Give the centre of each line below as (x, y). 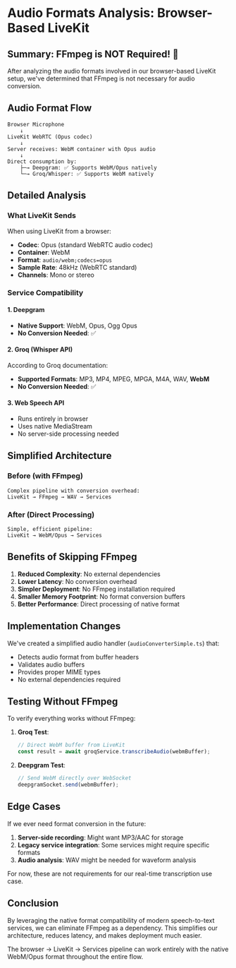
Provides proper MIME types (59, 671)
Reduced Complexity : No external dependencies (89, 574)
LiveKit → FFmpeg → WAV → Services (60, 497)
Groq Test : (33, 732)
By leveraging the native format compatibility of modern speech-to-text (111, 920)
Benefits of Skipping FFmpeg (72, 557)
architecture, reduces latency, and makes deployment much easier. (105, 935)
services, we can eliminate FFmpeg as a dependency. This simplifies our (113, 928)
